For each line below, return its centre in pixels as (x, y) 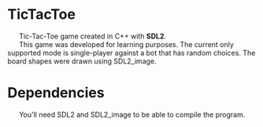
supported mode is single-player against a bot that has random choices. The (131, 53)
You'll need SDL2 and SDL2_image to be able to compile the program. (132, 114)
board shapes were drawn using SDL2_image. (82, 61)
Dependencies (56, 93)
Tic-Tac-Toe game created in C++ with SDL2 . (93, 36)
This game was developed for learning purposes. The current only (126, 44)
